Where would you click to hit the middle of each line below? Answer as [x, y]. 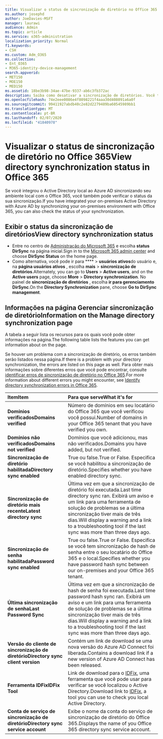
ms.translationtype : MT [29, 109]
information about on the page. [36, 345]
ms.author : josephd [25, 14]
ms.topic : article [24, 32]
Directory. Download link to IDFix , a [107, 691]
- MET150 [14, 77]
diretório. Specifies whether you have [110, 470]
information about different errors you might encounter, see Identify [73, 380]
